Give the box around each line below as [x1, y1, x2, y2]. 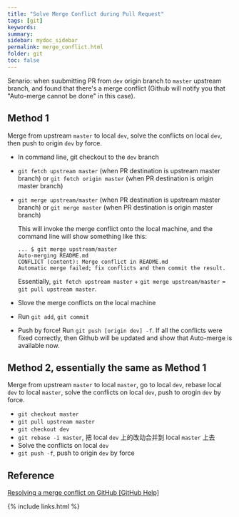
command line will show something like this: [17, 232, 148, 240]
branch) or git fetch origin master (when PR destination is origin [17, 174, 214, 183]
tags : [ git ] [7, 17, 43, 24]
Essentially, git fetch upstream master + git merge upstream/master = [17, 277, 226, 285]
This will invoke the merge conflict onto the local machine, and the [17, 224, 213, 232]
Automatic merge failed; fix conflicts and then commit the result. [17, 265, 226, 272]
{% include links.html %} [7, 502, 80, 511]
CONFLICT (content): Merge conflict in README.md [17, 258, 169, 265]
